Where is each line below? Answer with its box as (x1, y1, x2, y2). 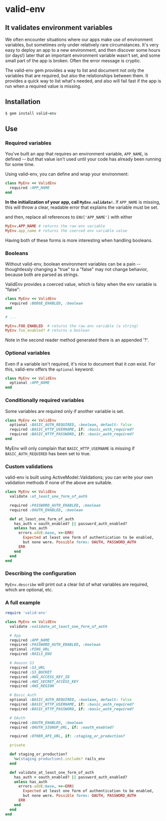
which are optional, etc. (5, 586, 53, 592)
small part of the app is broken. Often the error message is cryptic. (5, 58, 141, 63)
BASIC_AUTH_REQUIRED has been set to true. (5, 450, 91, 456)
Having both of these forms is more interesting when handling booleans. (5, 237, 153, 243)
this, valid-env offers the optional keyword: (5, 366, 94, 372)
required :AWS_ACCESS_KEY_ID (9, 674, 70, 680)
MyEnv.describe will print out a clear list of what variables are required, (5, 581, 149, 587)
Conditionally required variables (5, 397, 84, 404)
